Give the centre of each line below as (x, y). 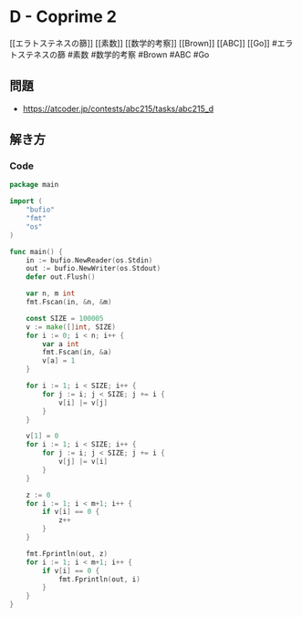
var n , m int (51, 293)
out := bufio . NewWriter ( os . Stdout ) (94, 269)
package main (34, 185)
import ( (26, 201)
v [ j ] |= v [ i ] (83, 462)
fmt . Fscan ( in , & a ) (77, 353)
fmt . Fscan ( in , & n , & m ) (69, 303)
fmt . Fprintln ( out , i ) (99, 579)
